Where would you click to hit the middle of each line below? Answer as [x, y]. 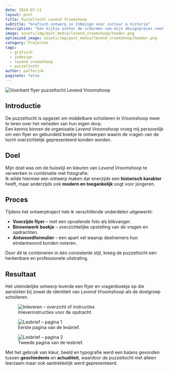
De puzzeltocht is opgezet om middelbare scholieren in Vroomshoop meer [83, 118]
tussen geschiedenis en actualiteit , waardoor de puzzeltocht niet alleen [81, 358]
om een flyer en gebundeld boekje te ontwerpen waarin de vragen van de [82, 134]
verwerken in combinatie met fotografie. [47, 173]
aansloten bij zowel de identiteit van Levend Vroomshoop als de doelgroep [83, 292]
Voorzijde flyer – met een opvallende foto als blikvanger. [72, 222]
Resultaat [21, 274]
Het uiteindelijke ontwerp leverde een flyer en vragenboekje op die [75, 287]
